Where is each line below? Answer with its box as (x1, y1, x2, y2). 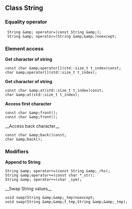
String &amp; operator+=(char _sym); (5, 177, 82, 182)
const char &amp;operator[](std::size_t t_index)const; (5, 65, 121, 70)
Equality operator (5, 19, 47, 25)
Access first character (5, 101, 52, 106)
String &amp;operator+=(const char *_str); (5, 173, 95, 178)
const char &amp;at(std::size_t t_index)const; (5, 88, 104, 93)
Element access (5, 45, 44, 52)
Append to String (5, 159, 41, 165)
